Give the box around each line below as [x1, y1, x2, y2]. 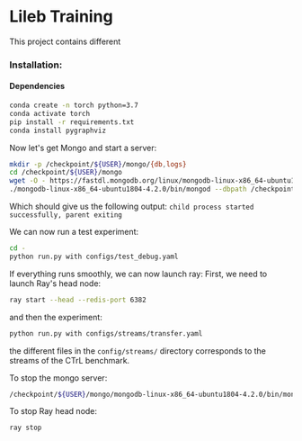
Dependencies [9, 81, 66, 92]
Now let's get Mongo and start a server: [9, 142, 157, 153]
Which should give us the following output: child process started [9, 201, 254, 212]
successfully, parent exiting [9, 211, 123, 220]
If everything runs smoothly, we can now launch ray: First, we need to [9, 268, 268, 279]
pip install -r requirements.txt [9, 117, 135, 127]
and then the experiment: [9, 311, 103, 322]
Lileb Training [9, 6, 114, 27]
